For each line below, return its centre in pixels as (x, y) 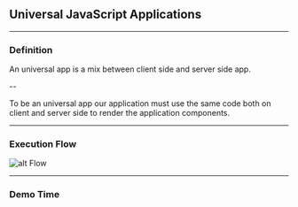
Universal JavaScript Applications (106, 15)
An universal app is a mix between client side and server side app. (130, 69)
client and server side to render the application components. (120, 113)
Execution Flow (43, 144)
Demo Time (35, 195)
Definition (31, 50)
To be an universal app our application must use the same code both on (141, 103)
